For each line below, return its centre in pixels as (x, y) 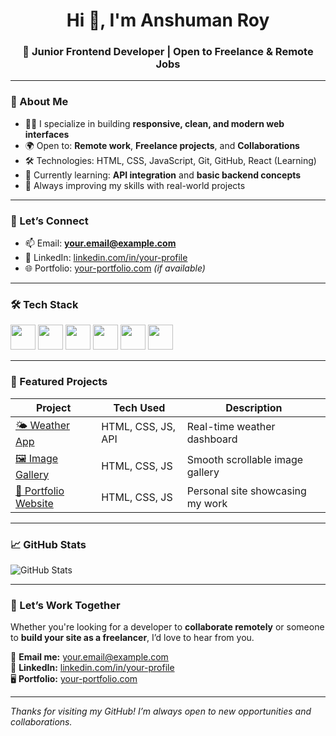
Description (254, 407)
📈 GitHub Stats (48, 544)
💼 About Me (39, 102)
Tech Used (139, 407)
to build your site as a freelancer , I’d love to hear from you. (132, 638)
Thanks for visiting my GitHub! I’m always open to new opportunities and (161, 711)
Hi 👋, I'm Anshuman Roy (168, 20)
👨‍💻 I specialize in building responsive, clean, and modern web (154, 123)
